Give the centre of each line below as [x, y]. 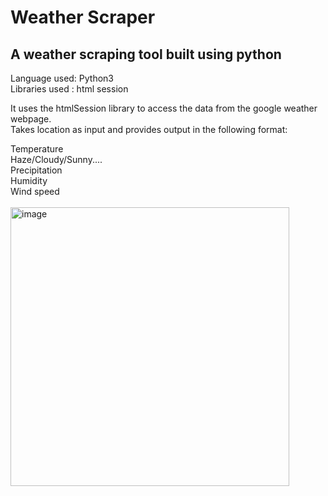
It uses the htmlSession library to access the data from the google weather [164, 108]
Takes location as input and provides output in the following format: [149, 129]
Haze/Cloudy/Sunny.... [56, 159]
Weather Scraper [83, 17]
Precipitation [36, 170]
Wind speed [35, 191]
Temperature [37, 149]
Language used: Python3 [62, 78]
